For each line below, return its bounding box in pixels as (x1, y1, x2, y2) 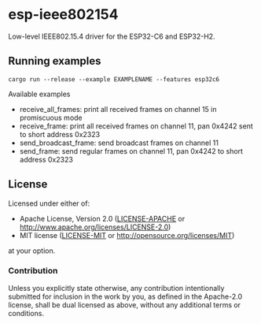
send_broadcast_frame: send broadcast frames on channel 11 (19, 138, 219, 147)
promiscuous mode (19, 113, 83, 122)
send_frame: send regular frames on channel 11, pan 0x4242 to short (19, 146, 244, 155)
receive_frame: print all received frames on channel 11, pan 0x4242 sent (19, 121, 253, 131)
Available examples (8, 89, 71, 99)
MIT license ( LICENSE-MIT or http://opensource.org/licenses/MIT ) (19, 230, 235, 240)
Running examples (8, 54, 101, 68)
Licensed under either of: (8, 199, 90, 208)
